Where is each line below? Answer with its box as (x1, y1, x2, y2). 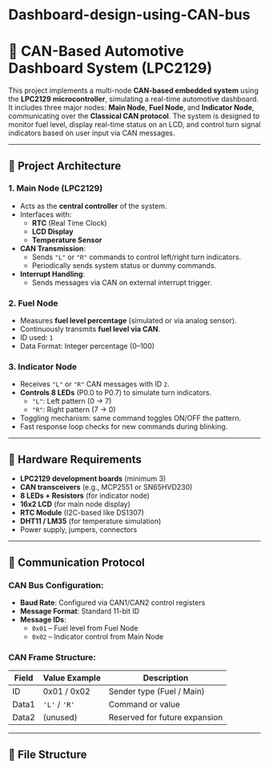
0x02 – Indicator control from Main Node (31, 631, 164, 641)
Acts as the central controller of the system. (19, 201, 167, 210)
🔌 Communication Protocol (8, 555, 146, 569)
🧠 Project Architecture (8, 158, 122, 173)
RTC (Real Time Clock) (31, 218, 107, 227)
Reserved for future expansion (108, 712, 223, 723)
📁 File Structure (8, 747, 87, 761)
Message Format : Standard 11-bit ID (19, 606, 140, 615)
